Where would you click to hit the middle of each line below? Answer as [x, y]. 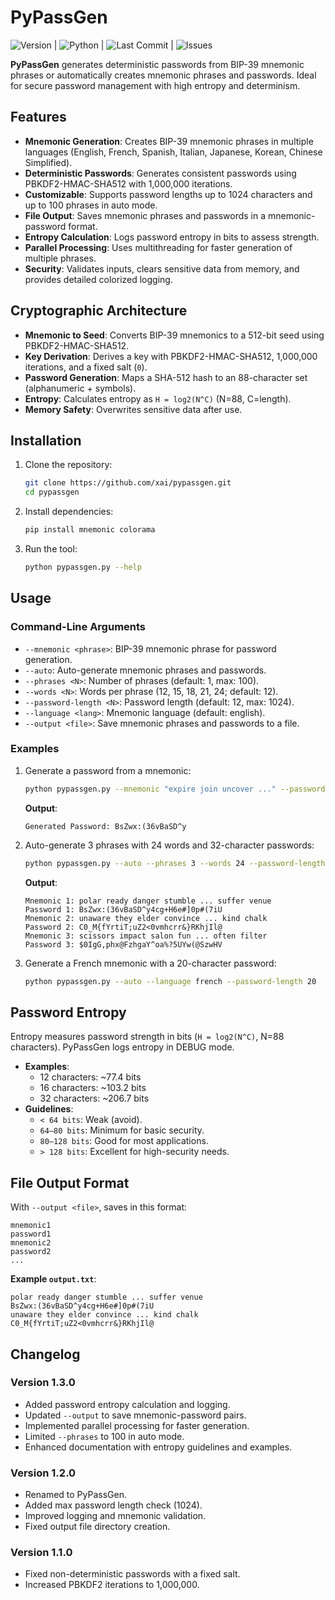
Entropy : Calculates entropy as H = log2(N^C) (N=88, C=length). [158, 398]
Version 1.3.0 [43, 1383]
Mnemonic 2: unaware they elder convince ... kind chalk [146, 918]
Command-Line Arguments [78, 627]
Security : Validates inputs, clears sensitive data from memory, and [162, 268]
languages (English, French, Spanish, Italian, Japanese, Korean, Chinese [173, 152]
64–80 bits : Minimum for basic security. [122, 1130]
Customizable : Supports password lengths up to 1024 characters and [168, 194]
